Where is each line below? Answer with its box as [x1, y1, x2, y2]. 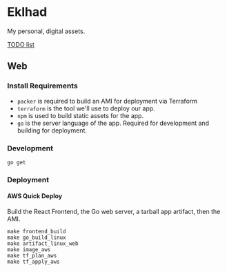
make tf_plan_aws [7, 253, 57, 260]
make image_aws [7, 246, 51, 253]
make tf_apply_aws [7, 258, 60, 266]
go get [7, 159, 26, 166]
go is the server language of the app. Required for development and [17, 119, 209, 127]
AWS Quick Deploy [7, 192, 63, 200]
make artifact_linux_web [7, 240, 79, 247]
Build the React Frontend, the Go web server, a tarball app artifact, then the [7, 208, 221, 216]
